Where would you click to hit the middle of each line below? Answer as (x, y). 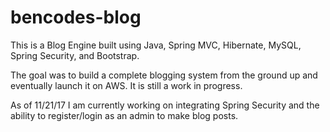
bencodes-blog (76, 17)
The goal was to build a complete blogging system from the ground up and (164, 75)
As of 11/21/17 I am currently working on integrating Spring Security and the (165, 105)
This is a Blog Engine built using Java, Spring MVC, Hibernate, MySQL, (156, 45)
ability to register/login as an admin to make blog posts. (124, 115)
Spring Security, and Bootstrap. (75, 55)
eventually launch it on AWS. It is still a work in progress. (126, 85)
